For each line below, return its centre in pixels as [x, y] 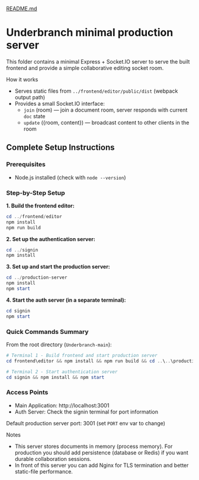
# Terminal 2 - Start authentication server [62, 372]
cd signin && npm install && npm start [55, 377]
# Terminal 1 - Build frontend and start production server [82, 355]
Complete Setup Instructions [60, 148]
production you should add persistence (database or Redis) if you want [101, 452]
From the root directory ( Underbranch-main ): [59, 345]
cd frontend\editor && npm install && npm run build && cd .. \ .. [88, 361]
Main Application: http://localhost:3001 [62, 405]
